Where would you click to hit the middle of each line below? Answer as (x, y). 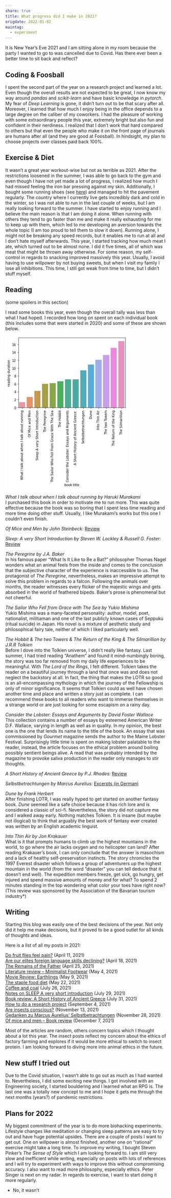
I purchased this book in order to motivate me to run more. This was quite (82, 502)
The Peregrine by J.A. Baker (35, 554)
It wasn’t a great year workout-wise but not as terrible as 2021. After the (81, 170)
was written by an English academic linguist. (52, 826)
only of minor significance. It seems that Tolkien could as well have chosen (84, 688)
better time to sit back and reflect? (42, 58)
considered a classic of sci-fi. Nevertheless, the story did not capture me (82, 810)
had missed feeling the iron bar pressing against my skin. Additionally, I (80, 186)
